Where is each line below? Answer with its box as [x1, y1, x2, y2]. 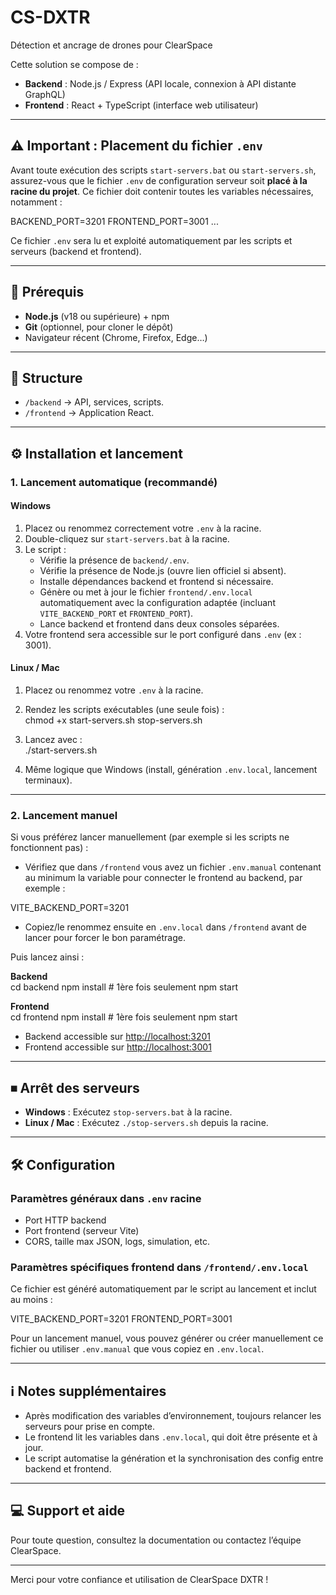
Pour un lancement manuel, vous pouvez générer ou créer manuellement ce [10, 1332, 324, 1345]
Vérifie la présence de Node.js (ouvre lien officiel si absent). [39, 564, 287, 576]
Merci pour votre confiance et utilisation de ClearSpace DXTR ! [10, 1573, 269, 1585]
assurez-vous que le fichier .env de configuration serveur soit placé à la [10, 174, 308, 186]
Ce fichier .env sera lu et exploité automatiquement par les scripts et [10, 234, 293, 246]
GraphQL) [24, 88, 66, 100]
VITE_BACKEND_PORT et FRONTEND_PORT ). [39, 607, 194, 619]
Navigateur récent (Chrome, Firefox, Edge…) [24, 331, 208, 343]
